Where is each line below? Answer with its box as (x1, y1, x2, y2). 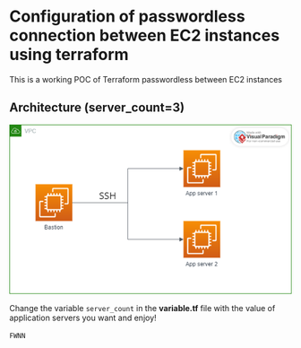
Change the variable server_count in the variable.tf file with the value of (9, 302, 276, 313)
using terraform (9, 45, 129, 65)
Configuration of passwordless (9, 6, 245, 27)
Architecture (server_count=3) (9, 100, 185, 116)
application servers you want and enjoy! (9, 312, 157, 323)
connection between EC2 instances (9, 25, 280, 46)
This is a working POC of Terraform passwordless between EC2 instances (9, 74, 282, 84)
